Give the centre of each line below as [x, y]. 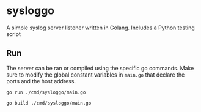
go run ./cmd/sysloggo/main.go [46, 92]
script [14, 34]
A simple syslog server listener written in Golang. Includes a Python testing [101, 28]
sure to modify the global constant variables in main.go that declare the [96, 75]
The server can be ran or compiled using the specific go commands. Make [100, 68]
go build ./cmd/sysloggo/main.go [49, 103]
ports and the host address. [41, 81]
